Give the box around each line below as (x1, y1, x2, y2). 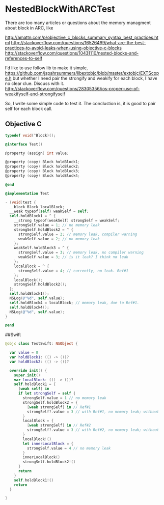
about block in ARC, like (5, 25, 54, 30)
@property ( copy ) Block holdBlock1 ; (5, 160, 80, 165)
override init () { (9, 368, 48, 373)
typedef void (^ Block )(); (5, 133, 56, 138)
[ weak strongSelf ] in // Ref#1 (27, 404, 91, 410)
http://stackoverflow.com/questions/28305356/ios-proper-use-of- (5, 85, 140, 91)
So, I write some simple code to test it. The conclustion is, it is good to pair (5, 100, 156, 106)
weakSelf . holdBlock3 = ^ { (14, 246, 69, 251)
